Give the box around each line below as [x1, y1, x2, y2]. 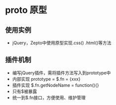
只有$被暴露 [12, 88, 37, 94]
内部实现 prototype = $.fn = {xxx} [12, 76, 80, 82]
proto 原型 [5, 4, 47, 16]
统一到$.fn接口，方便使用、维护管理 [12, 95, 86, 101]
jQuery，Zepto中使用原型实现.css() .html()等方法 [12, 40, 112, 46]
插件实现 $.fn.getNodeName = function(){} [12, 82, 99, 88]
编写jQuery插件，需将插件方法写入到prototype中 [12, 70, 111, 76]
